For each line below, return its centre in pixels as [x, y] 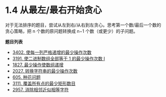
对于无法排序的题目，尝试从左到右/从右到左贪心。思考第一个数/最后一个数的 [83, 25]
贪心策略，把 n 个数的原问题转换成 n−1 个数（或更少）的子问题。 [72, 31]
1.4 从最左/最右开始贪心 [54, 10]
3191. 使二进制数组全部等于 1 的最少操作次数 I [59, 58]
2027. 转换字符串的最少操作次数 [45, 71]
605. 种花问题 [26, 77]
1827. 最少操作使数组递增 [38, 65]
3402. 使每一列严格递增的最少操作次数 [52, 52]
